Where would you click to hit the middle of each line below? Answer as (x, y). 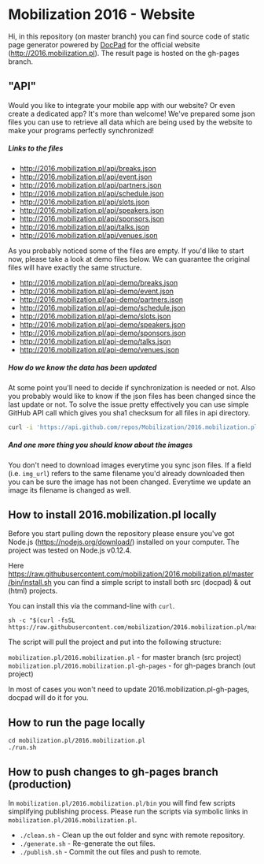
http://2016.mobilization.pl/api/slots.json (84, 202)
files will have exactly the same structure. (75, 267)
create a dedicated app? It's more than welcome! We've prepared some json (132, 114)
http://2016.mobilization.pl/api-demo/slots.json (95, 316)
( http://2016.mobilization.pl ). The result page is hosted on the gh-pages (124, 53)
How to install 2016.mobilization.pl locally (113, 514)
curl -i (21, 427)
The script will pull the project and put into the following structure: (115, 642)
